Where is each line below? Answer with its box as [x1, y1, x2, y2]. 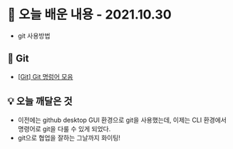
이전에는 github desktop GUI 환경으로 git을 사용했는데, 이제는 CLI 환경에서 [17, 115, 227, 124]
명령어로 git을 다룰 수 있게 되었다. [17, 124, 111, 133]
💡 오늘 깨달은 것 [7, 96, 73, 108]
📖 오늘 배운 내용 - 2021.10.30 [7, 6, 172, 23]
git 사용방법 [17, 31, 51, 40]
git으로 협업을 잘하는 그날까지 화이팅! [17, 133, 121, 142]
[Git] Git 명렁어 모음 [17, 72, 73, 81]
